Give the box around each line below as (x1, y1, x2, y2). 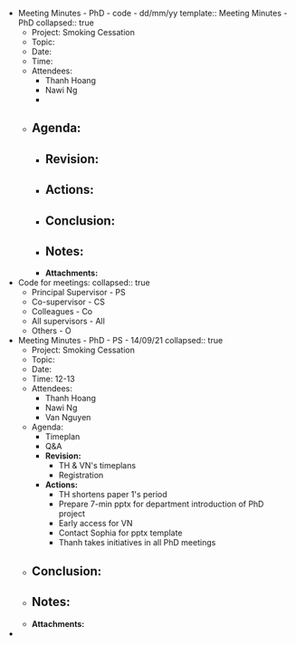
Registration (58, 470, 104, 481)
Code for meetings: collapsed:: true (17, 277, 151, 288)
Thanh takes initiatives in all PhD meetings (58, 537, 216, 548)
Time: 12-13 (31, 373, 75, 384)
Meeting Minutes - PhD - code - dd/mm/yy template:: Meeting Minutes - (17, 8, 288, 18)
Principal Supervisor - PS (31, 287, 126, 298)
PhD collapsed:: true (17, 17, 95, 28)
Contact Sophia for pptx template (58, 527, 183, 538)
